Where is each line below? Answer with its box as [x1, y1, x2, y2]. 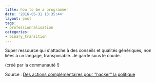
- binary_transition [5, 34, 47, 39]
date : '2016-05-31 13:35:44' [5, 12, 64, 16]
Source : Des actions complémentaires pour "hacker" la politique [5, 71, 136, 77]
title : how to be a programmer [5, 7, 69, 12]
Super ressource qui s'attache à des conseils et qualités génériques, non [5, 47, 152, 53]
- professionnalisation [5, 25, 54, 30]
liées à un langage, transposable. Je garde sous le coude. [5, 52, 121, 58]
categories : [5, 30, 29, 34]
